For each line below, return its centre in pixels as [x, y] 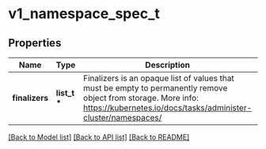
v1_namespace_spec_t [84, 14]
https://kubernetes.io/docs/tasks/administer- [167, 108]
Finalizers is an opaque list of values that [159, 78]
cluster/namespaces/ [122, 117]
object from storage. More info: [141, 98]
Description [168, 65]
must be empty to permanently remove [155, 88]
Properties [35, 43]
